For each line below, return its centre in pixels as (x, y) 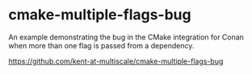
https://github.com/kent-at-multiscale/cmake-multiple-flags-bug (116, 61)
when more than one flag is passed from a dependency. (101, 45)
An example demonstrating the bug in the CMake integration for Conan (126, 37)
